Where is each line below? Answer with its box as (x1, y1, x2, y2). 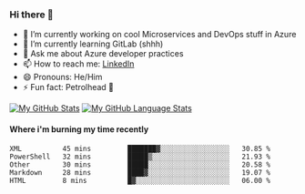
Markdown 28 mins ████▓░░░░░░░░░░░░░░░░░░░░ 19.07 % (9, 168, 271, 177)
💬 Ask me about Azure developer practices (22, 48, 184, 59)
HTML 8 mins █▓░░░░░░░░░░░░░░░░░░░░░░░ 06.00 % (9, 176, 271, 185)
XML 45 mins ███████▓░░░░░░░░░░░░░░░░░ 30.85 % (9, 144, 271, 153)
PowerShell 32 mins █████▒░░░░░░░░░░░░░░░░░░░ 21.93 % (9, 152, 271, 161)
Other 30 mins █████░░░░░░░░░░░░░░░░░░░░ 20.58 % (9, 159, 271, 169)
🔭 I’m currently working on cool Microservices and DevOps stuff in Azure (22, 29, 297, 40)
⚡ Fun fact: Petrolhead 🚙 (22, 82, 115, 93)
